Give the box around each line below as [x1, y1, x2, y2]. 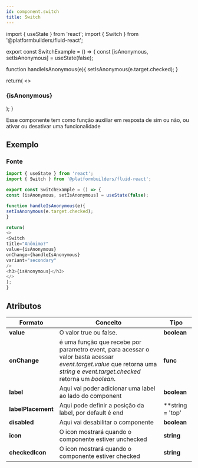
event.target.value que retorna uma [59, 360, 157, 368]
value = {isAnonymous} [6, 247, 57, 253]
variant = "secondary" [6, 257, 57, 263]
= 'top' [163, 409, 181, 417]
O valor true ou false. [59, 328, 117, 336]
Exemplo [6, 140, 39, 150]
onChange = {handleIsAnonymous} [6, 251, 81, 258]
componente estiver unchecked [59, 435, 147, 443]
